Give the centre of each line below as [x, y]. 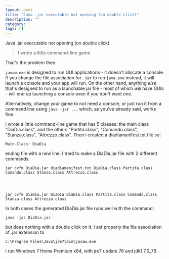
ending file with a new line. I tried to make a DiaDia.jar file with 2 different [81, 153]
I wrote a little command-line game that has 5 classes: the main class [77, 124]
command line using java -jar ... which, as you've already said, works [81, 109]
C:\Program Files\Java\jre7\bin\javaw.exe [51, 242]
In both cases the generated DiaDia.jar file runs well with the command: [80, 209]
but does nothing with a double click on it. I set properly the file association [83, 227]
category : [16, 24]
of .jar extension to [25, 232]
